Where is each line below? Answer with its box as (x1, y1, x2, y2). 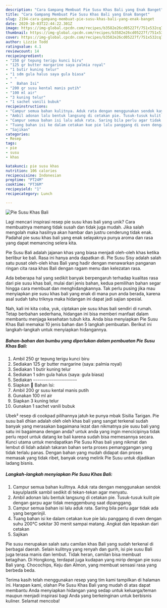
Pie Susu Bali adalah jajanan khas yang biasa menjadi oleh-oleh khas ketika (5, 249, 160, 255)
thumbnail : (5, 30, 28, 35)
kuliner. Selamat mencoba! (5, 598, 60, 604)
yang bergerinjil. (12, 510, 47, 516)
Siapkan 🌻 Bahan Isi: (12, 382, 55, 388)
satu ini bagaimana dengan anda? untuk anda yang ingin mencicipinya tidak (5, 428, 160, 434)
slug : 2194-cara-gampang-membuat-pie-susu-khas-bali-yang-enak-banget (5, 16, 155, 21)
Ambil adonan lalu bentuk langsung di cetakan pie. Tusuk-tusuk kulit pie (12, 494, 160, 500)
